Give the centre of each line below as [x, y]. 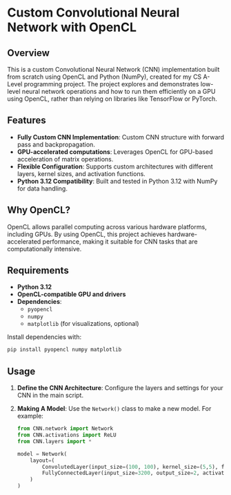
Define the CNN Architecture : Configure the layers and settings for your [120, 388]
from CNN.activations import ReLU [67, 435]
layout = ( [42, 460]
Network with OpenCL [72, 27]
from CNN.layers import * [54, 441]
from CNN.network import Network [65, 429]
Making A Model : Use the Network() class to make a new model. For [114, 409]
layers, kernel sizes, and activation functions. [81, 173]
